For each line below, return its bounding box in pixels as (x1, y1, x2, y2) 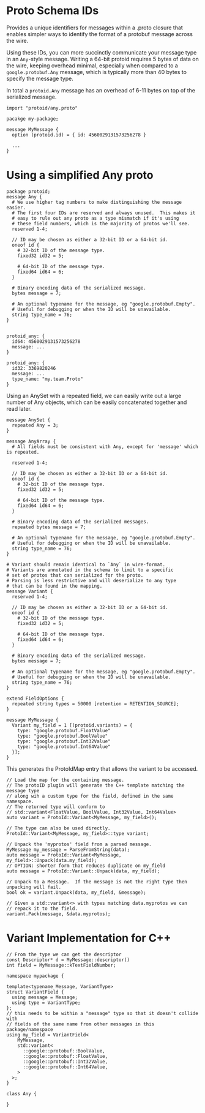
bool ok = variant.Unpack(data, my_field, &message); (6, 889, 147, 896)
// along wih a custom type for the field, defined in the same (6, 793, 174, 799)
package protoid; (6, 188, 51, 195)
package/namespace (6, 1026, 53, 1032)
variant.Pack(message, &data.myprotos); (6, 910, 111, 917)
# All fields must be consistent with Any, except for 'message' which (12, 443, 199, 450)
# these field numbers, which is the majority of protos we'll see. (12, 220, 190, 227)
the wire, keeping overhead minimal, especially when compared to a (6, 62, 179, 69)
